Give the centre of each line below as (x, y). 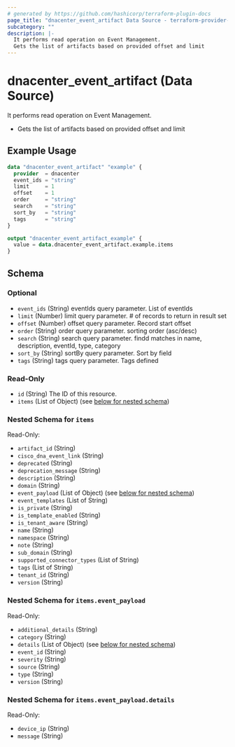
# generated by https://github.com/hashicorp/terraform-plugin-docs (109, 14)
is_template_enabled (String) (59, 515)
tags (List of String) (45, 568)
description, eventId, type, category (69, 345)
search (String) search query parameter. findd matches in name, (109, 338)
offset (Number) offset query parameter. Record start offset (104, 323)
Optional (22, 293)
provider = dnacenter (47, 173)
